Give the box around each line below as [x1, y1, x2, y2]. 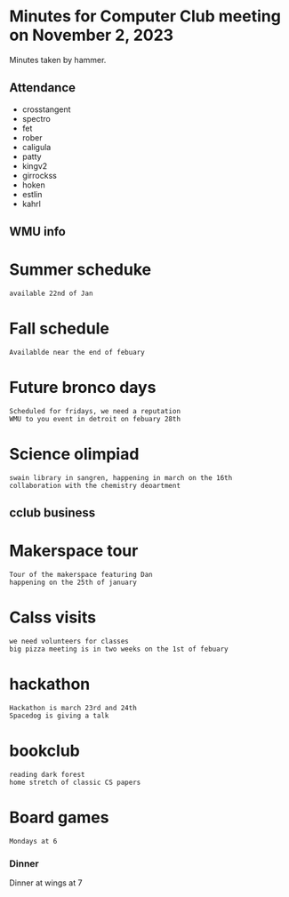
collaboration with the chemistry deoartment [9, 481, 181, 490]
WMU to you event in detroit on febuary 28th [9, 414, 181, 423]
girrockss [21, 170, 58, 180]
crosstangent [21, 104, 71, 115]
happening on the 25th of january [9, 578, 138, 588]
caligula [21, 141, 52, 152]
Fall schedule [9, 318, 109, 339]
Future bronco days [9, 378, 157, 397]
